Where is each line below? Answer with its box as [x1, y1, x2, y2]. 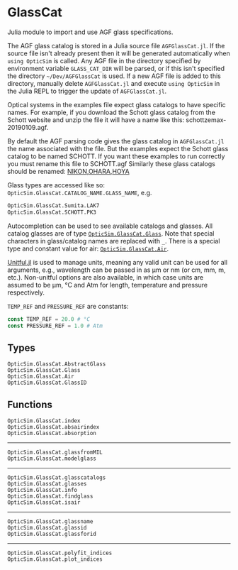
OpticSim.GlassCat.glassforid [7, 530, 97, 538]
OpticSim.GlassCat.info [7, 487, 78, 494]
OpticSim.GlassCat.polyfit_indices [7, 549, 113, 557]
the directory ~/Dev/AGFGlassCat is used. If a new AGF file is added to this [7, 72, 221, 80]
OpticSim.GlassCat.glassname [7, 518, 93, 525]
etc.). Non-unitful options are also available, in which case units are [7, 273, 204, 281]
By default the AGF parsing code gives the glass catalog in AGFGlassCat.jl [7, 136, 225, 146]
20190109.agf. [7, 123, 49, 131]
